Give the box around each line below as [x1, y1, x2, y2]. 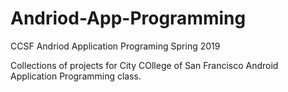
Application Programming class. [10, 70, 142, 82]
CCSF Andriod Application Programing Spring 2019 [10, 40, 221, 52]
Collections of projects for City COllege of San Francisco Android [10, 59, 279, 71]
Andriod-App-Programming [10, 7, 247, 30]
